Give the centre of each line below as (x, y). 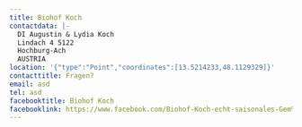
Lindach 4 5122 (46, 42)
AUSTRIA (32, 59)
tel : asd (26, 92)
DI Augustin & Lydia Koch (66, 34)
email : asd (30, 84)
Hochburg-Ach (42, 51)
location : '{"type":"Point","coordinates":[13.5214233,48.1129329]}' (142, 68)
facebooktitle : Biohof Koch (62, 101)
